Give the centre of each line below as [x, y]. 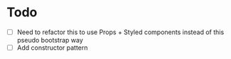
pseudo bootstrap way [50, 40]
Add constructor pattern [52, 48]
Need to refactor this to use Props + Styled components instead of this [120, 32]
